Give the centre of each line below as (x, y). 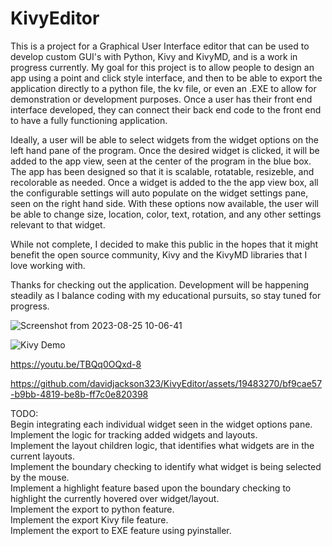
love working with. (48, 265)
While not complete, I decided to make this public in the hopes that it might (164, 244)
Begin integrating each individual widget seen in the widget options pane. (161, 424)
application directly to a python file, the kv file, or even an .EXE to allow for (163, 88)
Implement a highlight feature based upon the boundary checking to (151, 488)
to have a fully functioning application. (89, 120)
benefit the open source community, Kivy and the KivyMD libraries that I (159, 254)
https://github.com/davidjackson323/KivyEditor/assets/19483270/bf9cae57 (166, 383)
